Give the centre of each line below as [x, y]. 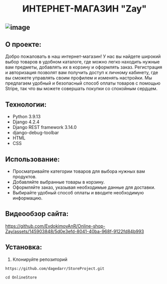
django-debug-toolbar [36, 133]
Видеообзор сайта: [37, 214]
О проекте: [23, 44]
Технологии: [26, 104]
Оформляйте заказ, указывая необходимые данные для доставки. [84, 187]
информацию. [27, 198]
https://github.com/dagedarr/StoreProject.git [55, 268]
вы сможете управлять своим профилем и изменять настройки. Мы [79, 78]
